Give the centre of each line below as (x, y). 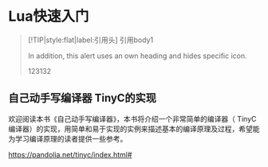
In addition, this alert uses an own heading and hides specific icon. (137, 56)
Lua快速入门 (49, 16)
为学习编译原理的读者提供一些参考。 (68, 138)
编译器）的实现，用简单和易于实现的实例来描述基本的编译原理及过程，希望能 (134, 129)
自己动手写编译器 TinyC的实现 (83, 98)
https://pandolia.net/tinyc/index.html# (70, 154)
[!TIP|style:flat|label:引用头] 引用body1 (91, 40)
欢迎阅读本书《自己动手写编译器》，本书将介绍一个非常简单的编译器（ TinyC (132, 118)
